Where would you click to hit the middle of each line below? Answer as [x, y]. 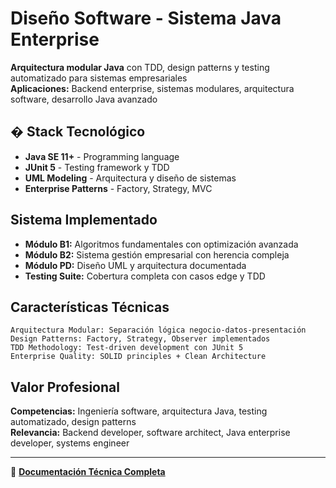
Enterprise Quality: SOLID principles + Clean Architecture [138, 357]
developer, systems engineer [70, 443]
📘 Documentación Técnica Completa [88, 472]
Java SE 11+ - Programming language [102, 156]
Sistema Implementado [84, 220]
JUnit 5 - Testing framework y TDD [97, 167]
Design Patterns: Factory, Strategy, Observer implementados [140, 339]
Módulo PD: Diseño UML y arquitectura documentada [135, 265]
